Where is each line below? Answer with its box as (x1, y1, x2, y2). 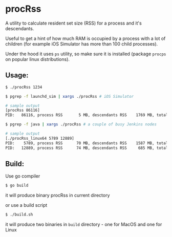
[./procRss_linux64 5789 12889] (5, 136, 74, 141)
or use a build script (5, 202, 48, 208)
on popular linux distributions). (5, 56, 70, 62)
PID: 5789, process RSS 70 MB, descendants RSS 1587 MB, (5, 140, 155, 146)
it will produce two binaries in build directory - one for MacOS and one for (5, 221, 162, 228)
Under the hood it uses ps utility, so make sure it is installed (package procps (5, 51, 166, 57)
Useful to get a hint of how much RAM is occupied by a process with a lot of (5, 35, 166, 41)
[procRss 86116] (5, 108, 40, 113)
